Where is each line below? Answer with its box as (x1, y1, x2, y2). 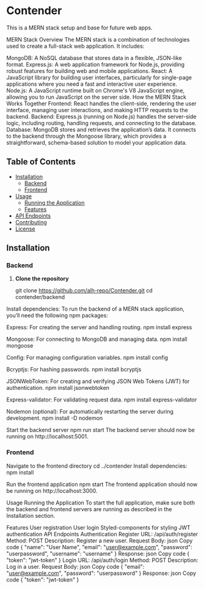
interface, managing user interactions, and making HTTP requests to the (6, 106, 188, 113)
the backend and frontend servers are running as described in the (6, 505, 172, 512)
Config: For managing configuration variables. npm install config (6, 354, 169, 362)
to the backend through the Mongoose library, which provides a (6, 132, 167, 140)
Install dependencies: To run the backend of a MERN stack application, (6, 305, 185, 313)
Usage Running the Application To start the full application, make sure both (6, 499, 195, 506)
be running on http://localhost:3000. (6, 487, 98, 494)
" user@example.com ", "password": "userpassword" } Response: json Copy (6, 569, 197, 577)
